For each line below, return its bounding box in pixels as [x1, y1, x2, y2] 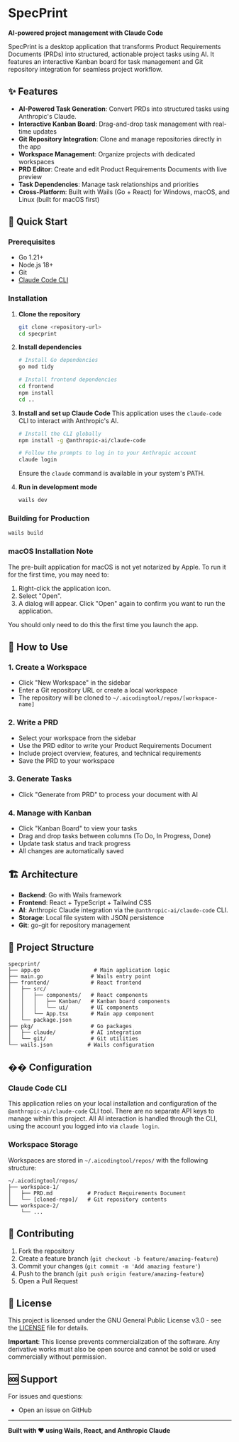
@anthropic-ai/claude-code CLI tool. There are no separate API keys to [8, 1107, 215, 1116]
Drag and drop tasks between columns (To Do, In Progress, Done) [18, 832, 211, 840]
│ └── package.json [8, 1016, 72, 1023]
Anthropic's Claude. [18, 112, 77, 120]
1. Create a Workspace [8, 662, 87, 672]
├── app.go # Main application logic [8, 966, 171, 973]
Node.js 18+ [18, 261, 54, 269]
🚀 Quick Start [8, 215, 68, 228]
